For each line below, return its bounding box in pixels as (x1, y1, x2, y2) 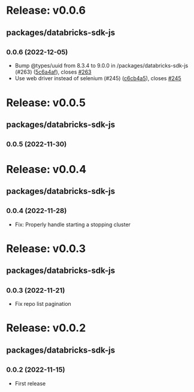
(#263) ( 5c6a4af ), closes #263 (14, 68, 92, 75)
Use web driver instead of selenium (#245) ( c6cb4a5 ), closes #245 (14, 75, 181, 82)
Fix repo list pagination (14, 300, 72, 308)
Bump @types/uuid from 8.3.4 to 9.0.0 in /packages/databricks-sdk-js (14, 62, 189, 69)
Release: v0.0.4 (6, 162, 87, 176)
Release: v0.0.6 (6, 4, 86, 17)
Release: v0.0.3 (6, 242, 86, 255)
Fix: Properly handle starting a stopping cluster (14, 221, 131, 228)
